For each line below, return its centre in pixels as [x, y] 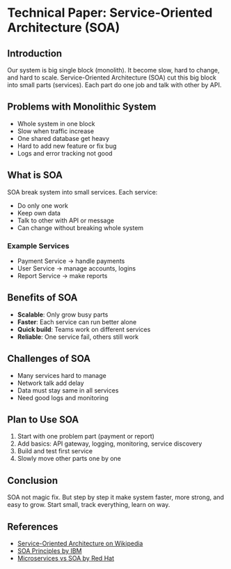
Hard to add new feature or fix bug [67, 146]
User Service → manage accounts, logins [77, 268]
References [33, 527]
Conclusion [33, 480]
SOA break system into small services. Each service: [82, 192]
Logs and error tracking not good [65, 153]
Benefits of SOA [42, 298]
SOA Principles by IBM [49, 551]
